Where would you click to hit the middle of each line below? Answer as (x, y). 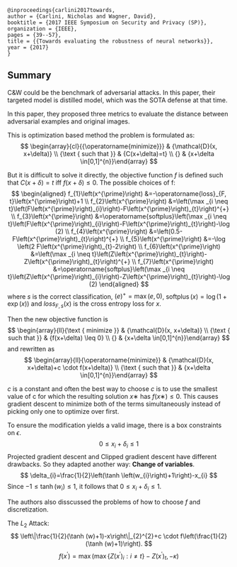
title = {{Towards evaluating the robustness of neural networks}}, (110, 41)
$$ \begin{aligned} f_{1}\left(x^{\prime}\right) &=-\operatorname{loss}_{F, (118, 193)
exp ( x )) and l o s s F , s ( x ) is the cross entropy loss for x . (84, 305)
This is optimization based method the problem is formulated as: (101, 135)
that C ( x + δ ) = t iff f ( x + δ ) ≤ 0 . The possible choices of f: (91, 182)
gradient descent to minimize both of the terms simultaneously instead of (114, 404)
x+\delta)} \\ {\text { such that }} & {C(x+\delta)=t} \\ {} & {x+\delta (119, 153)
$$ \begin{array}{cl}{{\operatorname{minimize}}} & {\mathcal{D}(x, (119, 146)
